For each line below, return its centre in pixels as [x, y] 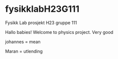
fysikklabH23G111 [42, 9]
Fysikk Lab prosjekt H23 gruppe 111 [41, 23]
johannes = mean [23, 42]
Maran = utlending [24, 51]
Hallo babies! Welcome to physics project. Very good [59, 32]
